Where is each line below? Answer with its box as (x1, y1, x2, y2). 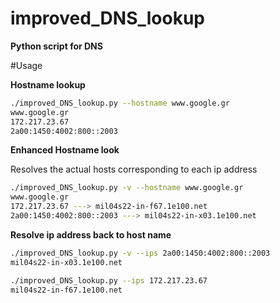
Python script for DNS (10, 40, 103, 52)
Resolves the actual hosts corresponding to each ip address (10, 163, 258, 176)
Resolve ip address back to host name (10, 228, 172, 241)
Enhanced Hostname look (10, 144, 120, 156)
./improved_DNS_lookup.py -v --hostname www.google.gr (10, 183, 244, 193)
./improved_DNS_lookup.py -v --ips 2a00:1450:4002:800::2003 (10, 248, 271, 258)
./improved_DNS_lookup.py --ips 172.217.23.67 (10, 275, 208, 286)
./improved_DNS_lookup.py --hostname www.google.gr (10, 98, 230, 108)
